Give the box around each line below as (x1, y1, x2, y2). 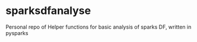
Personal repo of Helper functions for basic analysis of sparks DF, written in (5, 23, 192, 30)
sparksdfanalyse (5, 4, 91, 17)
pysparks (5, 29, 29, 36)
